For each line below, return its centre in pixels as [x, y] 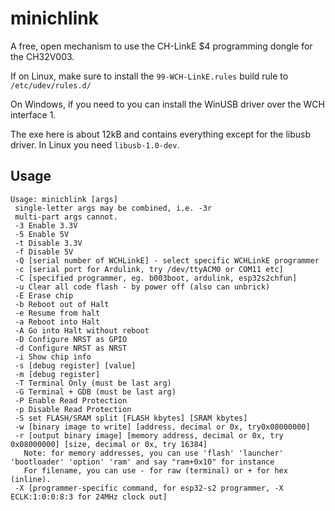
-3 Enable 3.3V [46, 225]
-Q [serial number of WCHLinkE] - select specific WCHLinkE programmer [167, 260]
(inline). [31, 479]
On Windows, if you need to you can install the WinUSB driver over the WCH [167, 104]
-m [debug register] [57, 374]
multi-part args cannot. [66, 217]
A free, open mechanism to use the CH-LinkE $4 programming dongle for [161, 46]
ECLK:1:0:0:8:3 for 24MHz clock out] [89, 497]
